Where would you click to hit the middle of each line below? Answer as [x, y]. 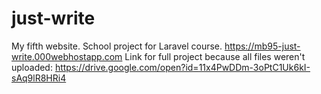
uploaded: [32, 67]
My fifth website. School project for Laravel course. [117, 46]
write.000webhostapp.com [67, 56]
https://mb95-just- [262, 46]
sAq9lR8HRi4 [39, 78]
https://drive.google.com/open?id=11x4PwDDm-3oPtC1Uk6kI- [182, 67]
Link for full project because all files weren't [215, 56]
